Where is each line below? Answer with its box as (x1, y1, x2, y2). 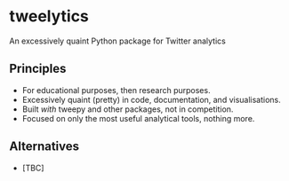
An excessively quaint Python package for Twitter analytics (9, 35, 227, 46)
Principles (9, 61, 67, 76)
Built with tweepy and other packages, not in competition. (21, 104, 234, 114)
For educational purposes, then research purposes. (21, 84, 211, 95)
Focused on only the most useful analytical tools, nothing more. (21, 113, 255, 123)
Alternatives (9, 139, 80, 154)
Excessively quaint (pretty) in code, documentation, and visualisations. (21, 94, 282, 105)
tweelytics (9, 6, 89, 27)
